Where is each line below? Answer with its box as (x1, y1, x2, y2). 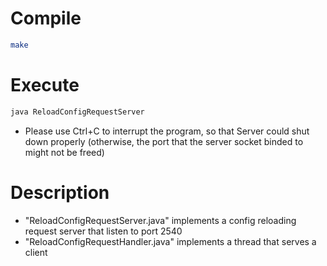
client (24, 246, 48, 258)
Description (10, 181, 110, 204)
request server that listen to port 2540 (24, 225, 183, 237)
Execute (10, 74, 80, 96)
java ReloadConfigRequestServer (10, 107, 145, 117)
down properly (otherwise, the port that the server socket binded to (24, 135, 304, 147)
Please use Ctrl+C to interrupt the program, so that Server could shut (24, 125, 310, 137)
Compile (10, 7, 82, 30)
